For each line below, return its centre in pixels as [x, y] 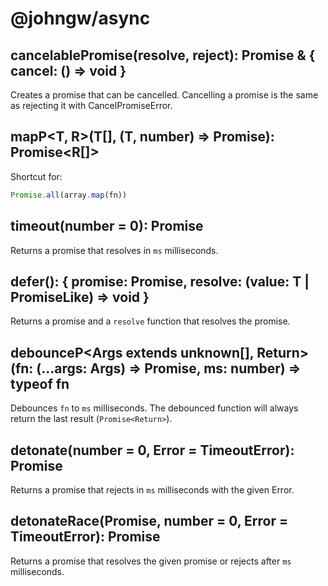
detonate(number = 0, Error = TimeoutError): [152, 450]
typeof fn [40, 383]
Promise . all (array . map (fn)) [69, 195]
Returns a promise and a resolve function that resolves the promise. [150, 321]
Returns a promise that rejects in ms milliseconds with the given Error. [152, 489]
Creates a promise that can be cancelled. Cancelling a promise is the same [164, 95]
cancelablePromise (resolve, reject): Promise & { [163, 55]
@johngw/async [80, 18]
